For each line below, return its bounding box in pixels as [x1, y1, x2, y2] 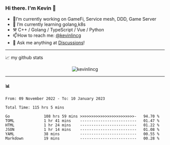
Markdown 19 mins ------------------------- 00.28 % [5, 136, 159, 141]
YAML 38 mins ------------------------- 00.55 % [5, 131, 159, 136]
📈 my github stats [5, 55, 44, 61]
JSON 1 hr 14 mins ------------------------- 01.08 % [5, 127, 159, 132]
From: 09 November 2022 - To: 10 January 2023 [5, 96, 105, 101]
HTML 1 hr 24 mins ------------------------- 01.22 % [5, 122, 159, 128]
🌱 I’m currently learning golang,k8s [12, 21, 86, 27]
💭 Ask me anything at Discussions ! [12, 40, 85, 46]
